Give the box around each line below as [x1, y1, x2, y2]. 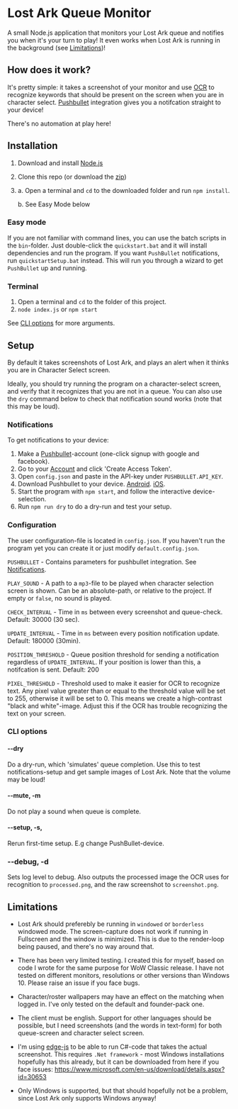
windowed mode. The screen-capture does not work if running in [17, 927, 209, 936]
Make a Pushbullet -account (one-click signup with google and [17, 450, 200, 458]
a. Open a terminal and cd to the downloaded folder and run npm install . [17, 186, 230, 194]
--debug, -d [7, 857, 49, 866]
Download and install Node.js [17, 158, 103, 167]
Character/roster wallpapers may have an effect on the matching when [17, 993, 225, 1001]
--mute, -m [7, 791, 41, 800]
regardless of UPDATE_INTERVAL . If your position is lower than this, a [7, 657, 201, 666]
